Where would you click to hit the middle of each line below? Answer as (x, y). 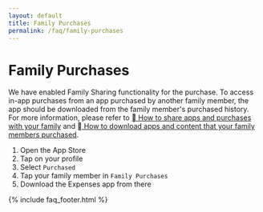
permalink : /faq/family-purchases (66, 30)
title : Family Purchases (50, 23)
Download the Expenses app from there (85, 184)
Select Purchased (48, 167)
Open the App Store (53, 150)
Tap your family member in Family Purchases (94, 176)
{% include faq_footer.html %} (58, 200)
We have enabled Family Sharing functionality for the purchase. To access (131, 92)
